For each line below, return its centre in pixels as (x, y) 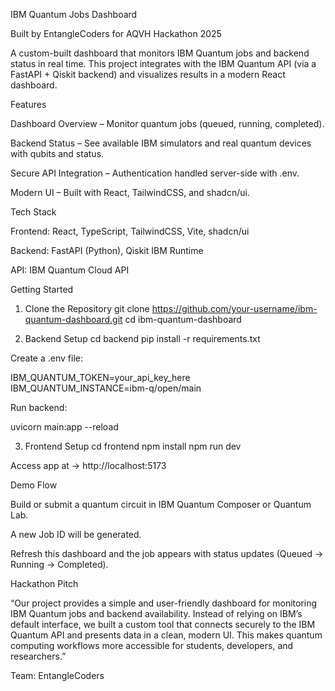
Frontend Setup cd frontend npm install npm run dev (133, 446)
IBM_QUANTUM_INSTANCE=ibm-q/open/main (106, 388)
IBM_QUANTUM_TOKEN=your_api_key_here (100, 377)
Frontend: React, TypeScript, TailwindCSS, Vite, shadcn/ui (130, 231)
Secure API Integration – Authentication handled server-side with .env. (155, 173)
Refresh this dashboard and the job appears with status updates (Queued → (167, 553)
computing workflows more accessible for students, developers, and (152, 645)
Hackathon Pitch (44, 583)
